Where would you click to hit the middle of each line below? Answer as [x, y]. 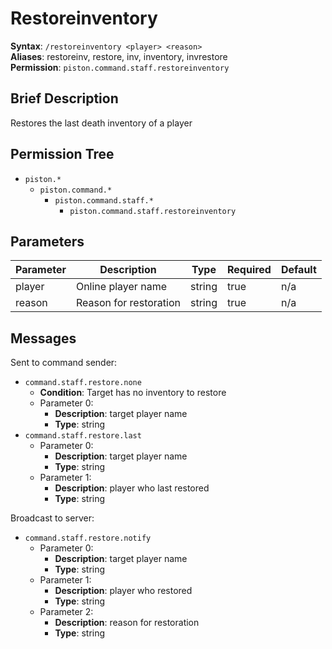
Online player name [121, 287]
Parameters [47, 241]
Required [249, 270]
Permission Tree [62, 154]
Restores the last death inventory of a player [101, 123]
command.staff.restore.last [83, 436]
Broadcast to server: [52, 518]
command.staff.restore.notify [88, 538]
